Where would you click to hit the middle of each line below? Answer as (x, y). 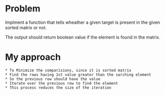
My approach (33, 57)
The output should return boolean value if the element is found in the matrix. (83, 37)
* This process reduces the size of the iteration (58, 88)
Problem (23, 9)
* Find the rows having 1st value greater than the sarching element (78, 75)
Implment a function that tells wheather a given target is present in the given (83, 22)
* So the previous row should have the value (53, 79)
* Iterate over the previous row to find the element (62, 83)
